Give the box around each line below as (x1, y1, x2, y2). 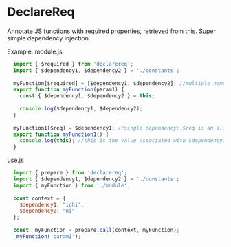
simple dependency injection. (7, 34, 91, 42)
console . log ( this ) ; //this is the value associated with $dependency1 (19, 137, 226, 144)
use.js (7, 156, 24, 165)
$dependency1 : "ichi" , (19, 201, 85, 208)
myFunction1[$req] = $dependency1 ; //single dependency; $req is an (13, 124, 214, 131)
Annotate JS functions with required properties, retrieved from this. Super (7, 27, 217, 35)
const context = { (13, 195, 67, 202)
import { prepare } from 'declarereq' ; (13, 169, 128, 176)
